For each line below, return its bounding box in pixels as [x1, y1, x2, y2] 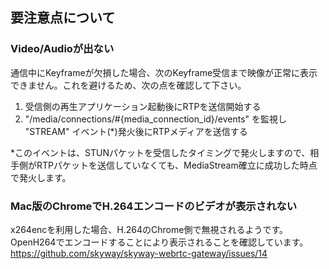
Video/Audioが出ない [10, 42, 115, 56]
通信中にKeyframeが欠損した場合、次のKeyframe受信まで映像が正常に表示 [10, 66, 318, 78]
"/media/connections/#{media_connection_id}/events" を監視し [24, 113, 288, 125]
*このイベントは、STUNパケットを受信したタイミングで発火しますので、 [10, 146, 311, 158]
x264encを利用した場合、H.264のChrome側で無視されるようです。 [10, 223, 289, 235]
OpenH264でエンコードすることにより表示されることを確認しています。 [10, 236, 309, 248]
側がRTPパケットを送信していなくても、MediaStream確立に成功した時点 [18, 159, 318, 171]
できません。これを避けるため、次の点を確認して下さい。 [10, 79, 247, 91]
